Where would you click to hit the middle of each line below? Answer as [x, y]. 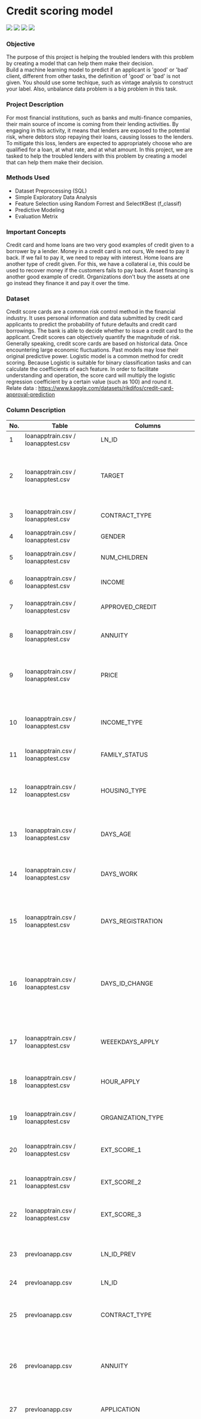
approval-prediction [31, 395]
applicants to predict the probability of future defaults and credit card [92, 325]
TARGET [112, 475]
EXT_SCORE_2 [121, 1182]
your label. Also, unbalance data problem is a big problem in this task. [92, 89]
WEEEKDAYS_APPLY [130, 1042]
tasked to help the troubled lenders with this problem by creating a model [97, 156]
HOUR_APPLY [121, 1081]
